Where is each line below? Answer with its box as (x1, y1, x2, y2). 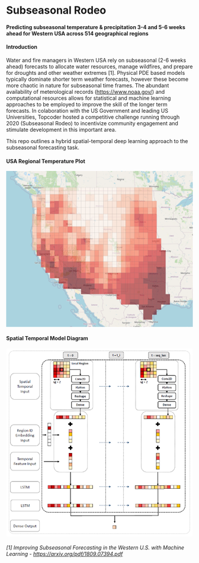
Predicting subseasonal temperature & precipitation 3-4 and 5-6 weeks (6, 23, 185, 30)
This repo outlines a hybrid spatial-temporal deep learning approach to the (6, 137, 188, 144)
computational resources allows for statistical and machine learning (6, 94, 171, 102)
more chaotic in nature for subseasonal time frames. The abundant (6, 81, 169, 89)
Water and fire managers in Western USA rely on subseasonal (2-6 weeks (6, 56, 187, 64)
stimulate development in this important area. (6, 126, 117, 133)
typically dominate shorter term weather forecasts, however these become (6, 75, 188, 83)
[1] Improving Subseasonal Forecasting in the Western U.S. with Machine (6, 544, 185, 551)
